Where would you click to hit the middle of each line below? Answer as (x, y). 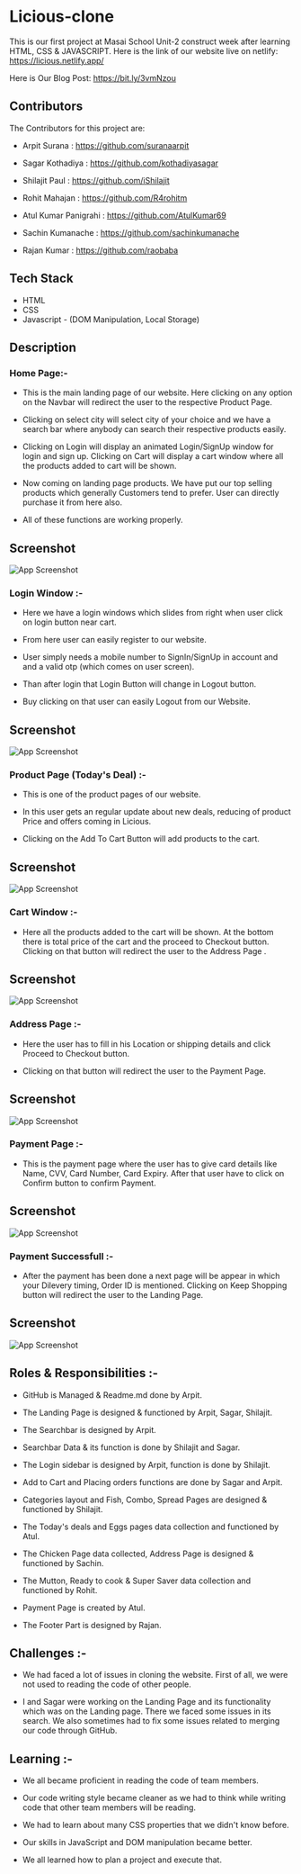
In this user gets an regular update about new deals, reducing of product (157, 812)
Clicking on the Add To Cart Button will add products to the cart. (141, 839)
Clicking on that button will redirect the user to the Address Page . (144, 951)
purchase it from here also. (72, 502)
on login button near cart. (69, 622)
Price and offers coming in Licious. (87, 822)
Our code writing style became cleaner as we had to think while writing (154, 1798)
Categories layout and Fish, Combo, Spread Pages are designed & (145, 1500)
